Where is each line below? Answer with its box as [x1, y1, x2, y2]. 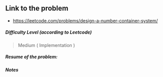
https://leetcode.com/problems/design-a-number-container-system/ [12, 17, 158, 23]
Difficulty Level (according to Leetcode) [5, 29, 92, 35]
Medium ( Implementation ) [17, 42, 75, 48]
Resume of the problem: [5, 54, 58, 60]
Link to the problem [5, 4, 69, 13]
